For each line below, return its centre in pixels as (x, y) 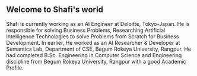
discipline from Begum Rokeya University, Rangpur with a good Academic (96, 61)
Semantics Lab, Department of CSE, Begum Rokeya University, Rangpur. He (99, 49)
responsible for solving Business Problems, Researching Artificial (86, 30)
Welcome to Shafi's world (55, 10)
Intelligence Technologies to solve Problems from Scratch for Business (93, 36)
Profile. (15, 68)
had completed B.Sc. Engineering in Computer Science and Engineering (94, 55)
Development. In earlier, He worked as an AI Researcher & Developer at (93, 42)
